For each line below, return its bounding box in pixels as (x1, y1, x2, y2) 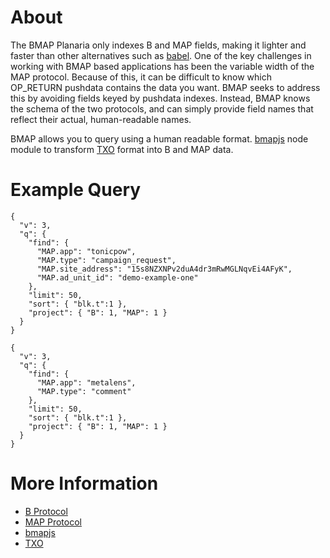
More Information (10, 472, 159, 495)
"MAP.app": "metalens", (36, 377, 137, 388)
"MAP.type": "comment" (36, 386, 132, 396)
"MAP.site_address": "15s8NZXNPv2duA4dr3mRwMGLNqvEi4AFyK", (36, 264, 293, 274)
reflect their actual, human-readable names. (10, 113, 192, 125)
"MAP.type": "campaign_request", (36, 255, 177, 265)
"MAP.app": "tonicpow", (36, 246, 137, 256)
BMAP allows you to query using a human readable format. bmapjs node (10, 132, 309, 145)
